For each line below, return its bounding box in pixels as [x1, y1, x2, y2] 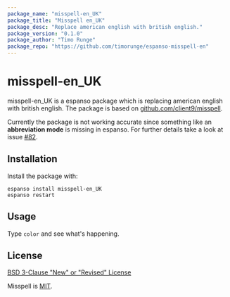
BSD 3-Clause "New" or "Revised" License [7, 268, 132, 277]
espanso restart [7, 191, 55, 198]
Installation [7, 153, 58, 165]
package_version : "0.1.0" [7, 30, 83, 37]
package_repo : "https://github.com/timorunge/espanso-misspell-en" [7, 43, 210, 50]
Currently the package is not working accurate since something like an [7, 118, 212, 126]
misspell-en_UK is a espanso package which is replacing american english [7, 96, 223, 105]
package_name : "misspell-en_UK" [7, 10, 102, 18]
